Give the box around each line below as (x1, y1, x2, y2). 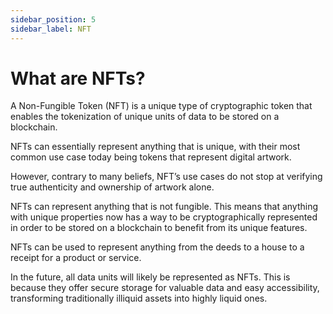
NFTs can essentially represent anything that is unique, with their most (10, 141, 301, 153)
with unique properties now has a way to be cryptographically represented (10, 211, 318, 223)
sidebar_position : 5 (10, 14, 97, 25)
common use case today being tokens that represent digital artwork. (10, 151, 292, 163)
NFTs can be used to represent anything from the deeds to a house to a (10, 241, 305, 253)
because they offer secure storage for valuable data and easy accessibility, (10, 282, 320, 294)
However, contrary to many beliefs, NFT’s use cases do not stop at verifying (10, 171, 323, 183)
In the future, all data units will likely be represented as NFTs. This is (10, 271, 291, 283)
